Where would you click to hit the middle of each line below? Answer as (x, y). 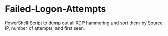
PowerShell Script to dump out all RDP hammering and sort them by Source (84, 23)
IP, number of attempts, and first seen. (45, 28)
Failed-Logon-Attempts (55, 9)
